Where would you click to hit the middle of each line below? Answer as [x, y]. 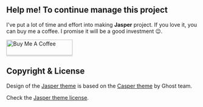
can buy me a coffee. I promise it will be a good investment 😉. [84, 31]
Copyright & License [46, 71]
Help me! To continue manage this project [87, 10]
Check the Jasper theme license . [48, 97]
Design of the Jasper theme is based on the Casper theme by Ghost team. [99, 86]
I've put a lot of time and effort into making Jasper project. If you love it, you [102, 24]
